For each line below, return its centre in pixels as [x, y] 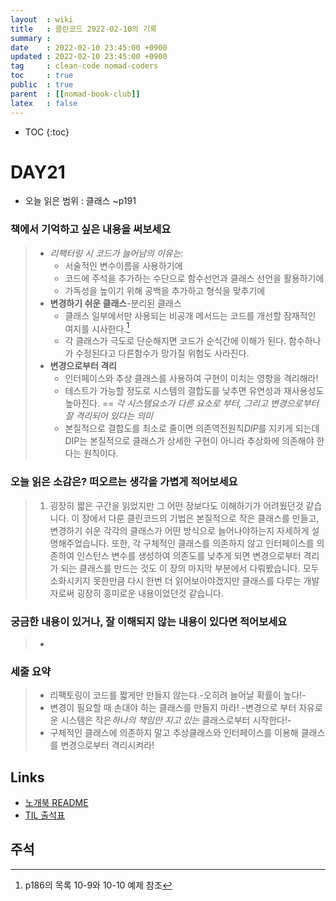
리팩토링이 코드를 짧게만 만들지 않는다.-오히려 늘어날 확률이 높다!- [178, 695]
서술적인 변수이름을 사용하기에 [123, 265]
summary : [31, 38]
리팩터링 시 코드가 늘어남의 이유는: [116, 253]
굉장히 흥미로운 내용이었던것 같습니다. [150, 593]
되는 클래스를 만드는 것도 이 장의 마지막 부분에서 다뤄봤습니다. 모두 [190, 568]
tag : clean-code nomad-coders [84, 66]
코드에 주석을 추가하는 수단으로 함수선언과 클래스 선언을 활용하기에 [194, 278]
